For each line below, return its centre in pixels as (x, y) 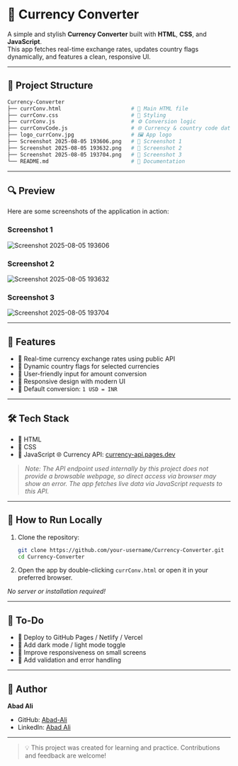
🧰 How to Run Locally (55, 520)
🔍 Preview (31, 191)
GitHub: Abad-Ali (42, 720)
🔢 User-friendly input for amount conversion (82, 374)
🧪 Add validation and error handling (69, 660)
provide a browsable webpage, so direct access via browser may (120, 476)
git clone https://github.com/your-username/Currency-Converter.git (121, 550)
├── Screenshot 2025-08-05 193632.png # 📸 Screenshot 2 (95, 148)
